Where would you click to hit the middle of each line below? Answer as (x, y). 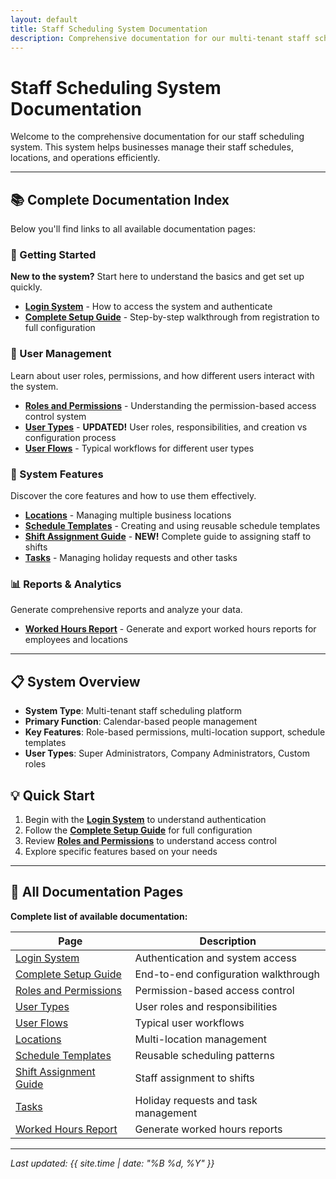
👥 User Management (61, 354)
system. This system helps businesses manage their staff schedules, (152, 147)
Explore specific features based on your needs (121, 851)
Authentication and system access (216, 958)
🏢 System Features (57, 474)
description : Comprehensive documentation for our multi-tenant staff (160, 38)
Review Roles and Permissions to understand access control (150, 840)
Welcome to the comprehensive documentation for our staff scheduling (157, 137)
